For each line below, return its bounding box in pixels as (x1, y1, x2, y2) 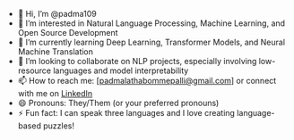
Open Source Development (17, 28, 118, 37)
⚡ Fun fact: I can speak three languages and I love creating (17, 108, 236, 118)
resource (17, 65, 52, 76)
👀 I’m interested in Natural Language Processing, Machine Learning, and (17, 18, 285, 29)
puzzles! (43, 120, 74, 131)
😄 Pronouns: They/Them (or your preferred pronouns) (17, 98, 220, 108)
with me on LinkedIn (17, 88, 93, 98)
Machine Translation (17, 46, 94, 57)
